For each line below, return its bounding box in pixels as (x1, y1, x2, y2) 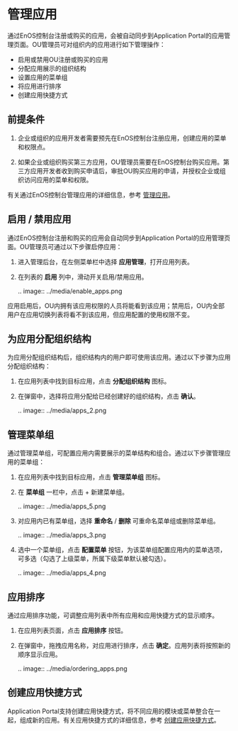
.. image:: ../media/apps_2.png (17, 406, 107, 415)
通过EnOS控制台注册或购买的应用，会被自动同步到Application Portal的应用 (7, 31, 225, 40)
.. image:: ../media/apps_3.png (17, 531, 106, 539)
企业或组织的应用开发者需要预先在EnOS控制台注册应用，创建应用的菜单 (17, 133, 227, 142)
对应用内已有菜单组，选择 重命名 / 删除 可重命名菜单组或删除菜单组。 (17, 517, 220, 525)
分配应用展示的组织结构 (17, 64, 86, 72)
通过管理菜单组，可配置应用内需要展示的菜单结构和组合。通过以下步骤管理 (7, 449, 225, 458)
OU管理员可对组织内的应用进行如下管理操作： (31, 40, 166, 48)
